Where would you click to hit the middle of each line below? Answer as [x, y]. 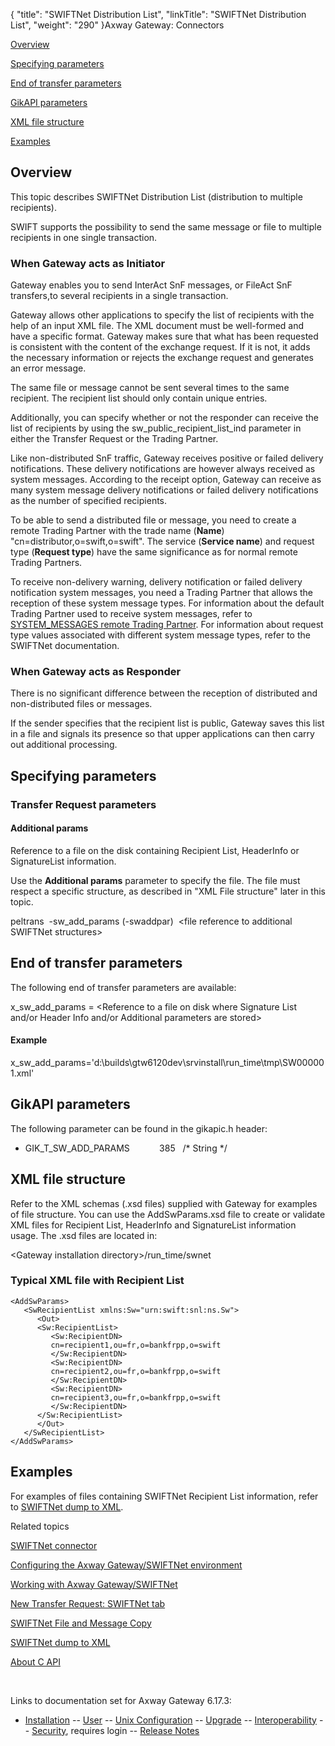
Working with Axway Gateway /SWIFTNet [94, 1584]
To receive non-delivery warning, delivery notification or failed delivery [156, 582]
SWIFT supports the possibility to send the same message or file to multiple [166, 226]
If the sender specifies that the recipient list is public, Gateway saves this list [167, 723]
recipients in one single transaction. [84, 237]
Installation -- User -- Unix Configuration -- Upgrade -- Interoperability [170, 1720]
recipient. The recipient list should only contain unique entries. [139, 398]
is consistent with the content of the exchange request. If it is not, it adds [160, 347]
